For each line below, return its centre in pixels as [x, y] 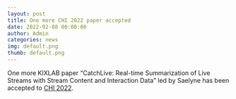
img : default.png [33, 46]
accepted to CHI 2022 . [41, 88]
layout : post [26, 14]
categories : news [33, 40]
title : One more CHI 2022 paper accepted [69, 20]
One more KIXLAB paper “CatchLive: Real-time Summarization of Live [109, 73]
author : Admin [28, 33]
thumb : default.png [36, 53]
